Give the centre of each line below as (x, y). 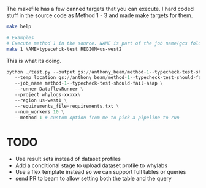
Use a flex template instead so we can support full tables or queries (101, 172)
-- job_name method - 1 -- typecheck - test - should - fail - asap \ (89, 83)
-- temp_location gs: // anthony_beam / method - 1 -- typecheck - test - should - (105, 78)
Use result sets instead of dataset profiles (68, 159)
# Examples (20, 37)
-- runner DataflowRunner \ (49, 89)
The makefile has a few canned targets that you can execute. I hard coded (100, 9)
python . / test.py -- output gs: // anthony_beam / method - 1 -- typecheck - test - (101, 72)
